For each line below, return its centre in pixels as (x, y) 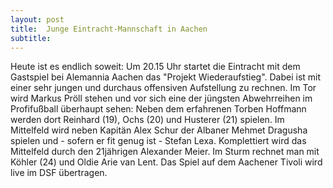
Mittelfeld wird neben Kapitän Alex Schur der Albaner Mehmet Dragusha (159, 130)
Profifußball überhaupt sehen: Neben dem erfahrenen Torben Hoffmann (158, 109)
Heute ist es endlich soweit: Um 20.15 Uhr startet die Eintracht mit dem (155, 67)
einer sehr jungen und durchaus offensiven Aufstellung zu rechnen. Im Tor (163, 88)
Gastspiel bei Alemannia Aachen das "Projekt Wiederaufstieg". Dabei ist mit (166, 77)
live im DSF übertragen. (59, 173)
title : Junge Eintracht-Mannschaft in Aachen (109, 29)
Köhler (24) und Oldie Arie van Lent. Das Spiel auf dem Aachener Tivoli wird (166, 162)
